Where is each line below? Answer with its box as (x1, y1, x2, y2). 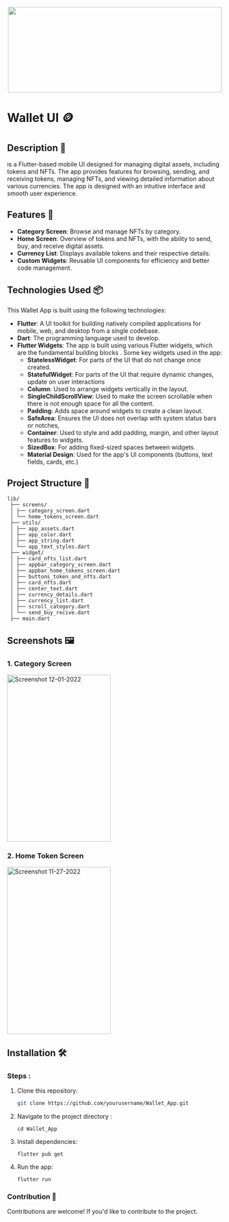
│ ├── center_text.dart (10, 586, 78, 593)
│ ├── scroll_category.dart (10, 603, 90, 610)
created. (27, 363, 51, 371)
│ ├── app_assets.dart (10, 525, 75, 532)
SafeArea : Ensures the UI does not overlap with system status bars (27, 414, 217, 422)
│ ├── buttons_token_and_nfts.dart (10, 573, 111, 580)
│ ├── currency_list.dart (10, 597, 84, 604)
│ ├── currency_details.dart (10, 591, 94, 599)
